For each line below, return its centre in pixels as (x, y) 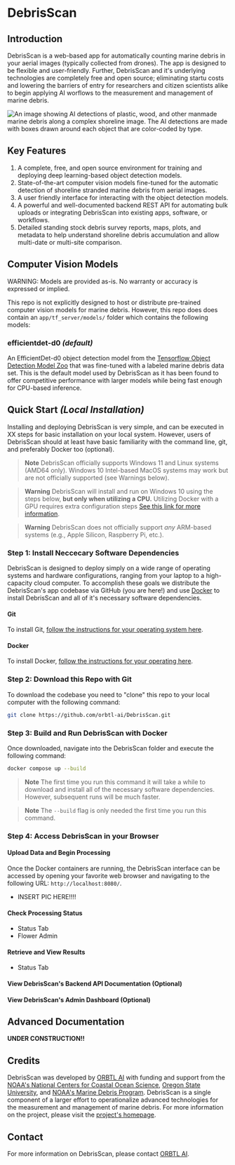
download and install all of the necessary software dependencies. (120, 789)
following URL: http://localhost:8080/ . (65, 883)
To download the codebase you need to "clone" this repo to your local (109, 694)
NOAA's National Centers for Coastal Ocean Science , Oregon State (104, 1085)
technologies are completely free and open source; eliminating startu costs (116, 78)
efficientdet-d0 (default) (50, 343)
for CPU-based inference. (45, 388)
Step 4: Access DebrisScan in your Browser (83, 836)
